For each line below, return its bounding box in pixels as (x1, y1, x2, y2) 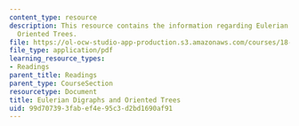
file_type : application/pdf (9, 46, 114, 55)
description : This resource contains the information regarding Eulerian (9, 21, 289, 30)
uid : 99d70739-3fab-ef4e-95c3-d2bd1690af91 (9, 104, 174, 113)
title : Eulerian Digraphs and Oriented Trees (9, 95, 181, 105)
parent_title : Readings (9, 71, 98, 80)
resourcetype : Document (9, 87, 98, 96)
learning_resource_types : (9, 54, 105, 63)
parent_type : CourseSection (9, 79, 114, 88)
